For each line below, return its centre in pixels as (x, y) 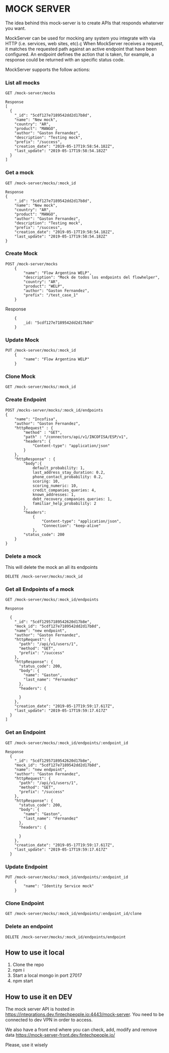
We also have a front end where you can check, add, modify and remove (81, 1030)
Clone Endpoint (25, 903)
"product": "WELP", (44, 286)
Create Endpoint (26, 400)
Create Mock (22, 253)
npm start (23, 981)
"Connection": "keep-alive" (71, 526)
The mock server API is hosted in (40, 1009)
